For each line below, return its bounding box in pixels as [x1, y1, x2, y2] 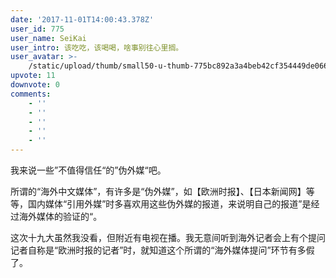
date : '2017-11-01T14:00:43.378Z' [10, 14, 155, 25]
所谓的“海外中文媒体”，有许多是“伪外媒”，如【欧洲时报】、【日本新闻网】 [10, 186, 307, 197]
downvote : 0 [10, 80, 60, 90]
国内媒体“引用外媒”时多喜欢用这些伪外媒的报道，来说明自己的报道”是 [27, 198, 312, 210]
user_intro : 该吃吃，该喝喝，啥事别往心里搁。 [10, 42, 184, 53]
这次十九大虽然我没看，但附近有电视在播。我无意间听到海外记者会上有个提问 [10, 232, 326, 243]
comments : [10, 89, 52, 99]
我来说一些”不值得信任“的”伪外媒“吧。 [10, 164, 167, 176]
